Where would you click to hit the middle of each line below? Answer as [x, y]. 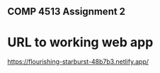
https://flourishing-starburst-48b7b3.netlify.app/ [78, 62]
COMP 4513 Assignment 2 [67, 12]
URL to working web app [80, 42]
